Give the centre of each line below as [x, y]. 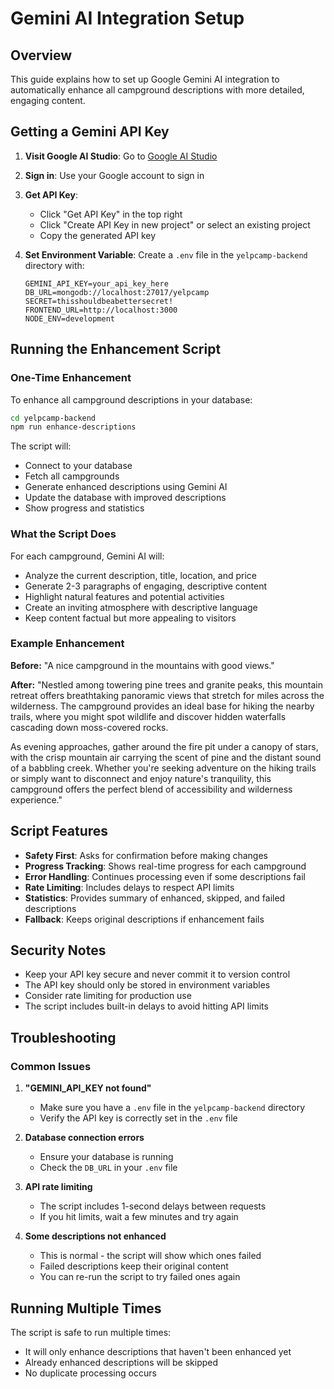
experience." [36, 799]
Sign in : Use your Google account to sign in [114, 175]
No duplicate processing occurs [90, 1373]
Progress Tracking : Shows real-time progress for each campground [165, 866]
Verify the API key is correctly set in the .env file [138, 1118]
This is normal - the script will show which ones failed [150, 1256]
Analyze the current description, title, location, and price [140, 575]
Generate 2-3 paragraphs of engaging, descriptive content [145, 586]
